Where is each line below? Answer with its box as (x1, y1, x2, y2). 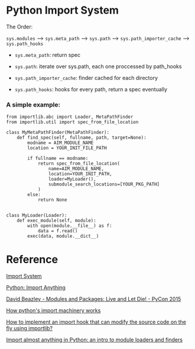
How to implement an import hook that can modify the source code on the (6, 318, 186, 326)
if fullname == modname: (27, 155, 89, 162)
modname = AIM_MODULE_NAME (27, 140, 94, 146)
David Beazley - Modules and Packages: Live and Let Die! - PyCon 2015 (6, 296, 181, 303)
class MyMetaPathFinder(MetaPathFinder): (6, 130, 110, 136)
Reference (6, 253, 58, 267)
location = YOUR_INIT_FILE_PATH (27, 145, 108, 151)
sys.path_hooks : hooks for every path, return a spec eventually (14, 85, 167, 92)
